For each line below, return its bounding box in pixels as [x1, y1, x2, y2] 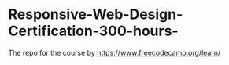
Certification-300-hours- [8, 22, 179, 40]
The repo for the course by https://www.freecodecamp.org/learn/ [8, 48, 221, 57]
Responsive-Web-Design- [8, 5, 183, 23]
